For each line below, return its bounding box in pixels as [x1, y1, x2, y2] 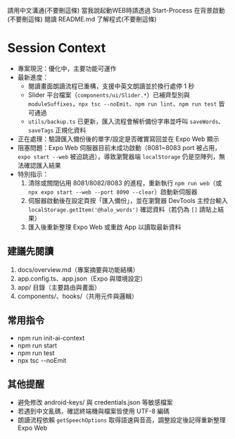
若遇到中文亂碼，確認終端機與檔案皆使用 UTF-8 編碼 [17, 407, 170, 416]
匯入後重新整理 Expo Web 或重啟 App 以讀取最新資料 [27, 223, 182, 231]
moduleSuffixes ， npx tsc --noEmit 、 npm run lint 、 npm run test [27, 99, 217, 108]
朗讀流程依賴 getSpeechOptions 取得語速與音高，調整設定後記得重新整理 [17, 416, 227, 424]
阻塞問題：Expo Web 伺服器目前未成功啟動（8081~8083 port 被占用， [17, 143, 222, 152]
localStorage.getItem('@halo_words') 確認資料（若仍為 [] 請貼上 [27, 205, 218, 214]
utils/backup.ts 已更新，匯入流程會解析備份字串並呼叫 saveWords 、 [27, 117, 225, 125]
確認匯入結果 [23, 161, 61, 169]
